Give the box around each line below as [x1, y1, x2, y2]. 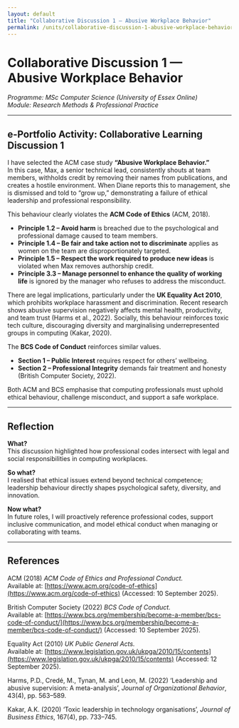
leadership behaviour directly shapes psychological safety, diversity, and [7, 483, 221, 492]
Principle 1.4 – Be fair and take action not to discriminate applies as [17, 239, 219, 248]
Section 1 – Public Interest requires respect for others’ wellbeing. [17, 356, 209, 365]
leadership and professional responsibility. [7, 196, 132, 205]
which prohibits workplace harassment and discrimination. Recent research [7, 298, 228, 307]
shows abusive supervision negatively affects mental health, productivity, [7, 306, 223, 315]
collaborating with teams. [7, 527, 82, 536]
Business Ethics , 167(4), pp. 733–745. [7, 712, 117, 721]
